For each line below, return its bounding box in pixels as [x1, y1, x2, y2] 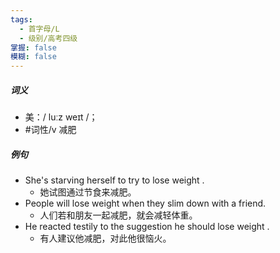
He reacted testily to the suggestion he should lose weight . [24, 221, 270, 233]
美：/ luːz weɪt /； [24, 111, 98, 123]
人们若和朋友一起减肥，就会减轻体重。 [39, 209, 198, 221]
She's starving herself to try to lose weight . [24, 174, 205, 186]
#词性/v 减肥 [24, 124, 77, 136]
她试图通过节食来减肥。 [39, 186, 137, 198]
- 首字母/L [19, 24, 60, 34]
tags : [10, 14, 33, 25]
